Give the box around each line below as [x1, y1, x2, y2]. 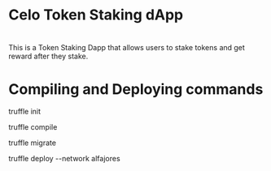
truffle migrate [8, 138, 57, 147]
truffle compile [8, 122, 58, 132]
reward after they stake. [8, 51, 89, 62]
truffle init [8, 107, 42, 117]
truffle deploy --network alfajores [8, 154, 120, 164]
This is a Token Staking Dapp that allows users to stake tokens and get [8, 43, 246, 53]
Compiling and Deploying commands [8, 79, 264, 98]
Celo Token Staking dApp [8, 6, 184, 24]
